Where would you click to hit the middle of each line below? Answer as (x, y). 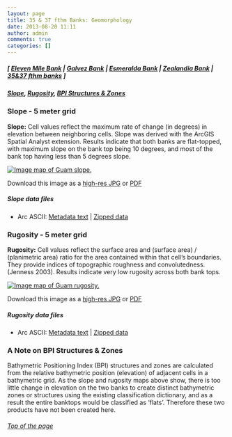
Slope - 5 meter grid (42, 111)
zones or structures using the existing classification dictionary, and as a (110, 395)
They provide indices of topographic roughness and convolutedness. (106, 264)
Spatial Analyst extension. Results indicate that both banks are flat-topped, (114, 141)
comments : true (29, 40)
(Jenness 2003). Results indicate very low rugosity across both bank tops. (114, 271)
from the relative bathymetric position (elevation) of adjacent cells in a (108, 373)
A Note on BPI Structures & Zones (65, 350)
